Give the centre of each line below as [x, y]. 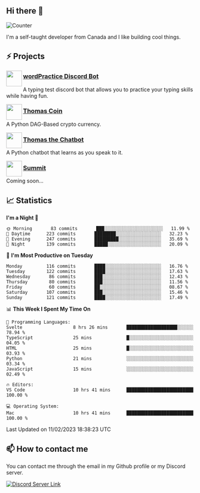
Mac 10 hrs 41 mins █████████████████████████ [100, 413]
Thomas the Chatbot [53, 139]
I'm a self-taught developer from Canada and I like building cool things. [93, 37]
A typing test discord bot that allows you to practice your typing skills [108, 89]
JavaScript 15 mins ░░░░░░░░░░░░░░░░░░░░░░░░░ [100, 369]
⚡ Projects [26, 56]
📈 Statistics [29, 200]
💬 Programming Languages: [38, 323]
